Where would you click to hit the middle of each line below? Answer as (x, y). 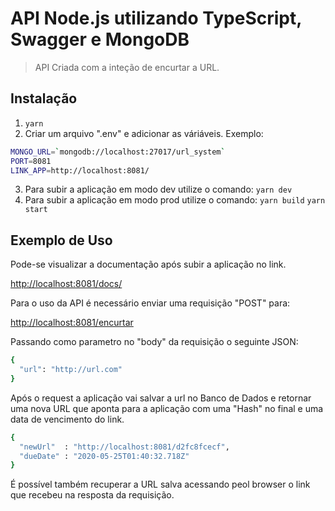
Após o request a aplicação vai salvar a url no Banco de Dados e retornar (161, 398)
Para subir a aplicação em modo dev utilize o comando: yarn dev (158, 189)
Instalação (44, 98)
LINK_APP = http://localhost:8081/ (80, 170)
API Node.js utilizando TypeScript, (156, 18)
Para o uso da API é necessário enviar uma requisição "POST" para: (150, 303)
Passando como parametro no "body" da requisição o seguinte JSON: (154, 342)
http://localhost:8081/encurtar (72, 323)
